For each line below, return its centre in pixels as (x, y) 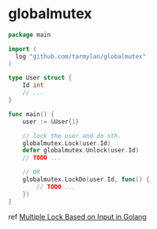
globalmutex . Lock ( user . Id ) (67, 143)
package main (30, 35)
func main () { (32, 114)
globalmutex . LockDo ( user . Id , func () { (86, 180)
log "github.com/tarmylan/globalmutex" (81, 56)
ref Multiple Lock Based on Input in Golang (78, 216)
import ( (22, 49)
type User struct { (40, 78)
